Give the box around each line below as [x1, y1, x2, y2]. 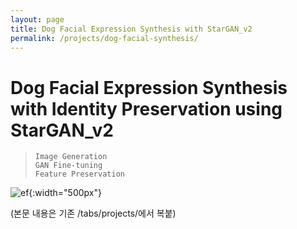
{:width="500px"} [28, 187, 102, 199]
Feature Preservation [34, 169, 125, 180]
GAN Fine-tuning [34, 161, 103, 171]
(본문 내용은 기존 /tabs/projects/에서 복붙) [10, 207, 177, 220]
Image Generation [34, 152, 108, 162]
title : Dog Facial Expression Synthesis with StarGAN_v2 [10, 24, 253, 34]
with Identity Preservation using [10, 97, 283, 120]
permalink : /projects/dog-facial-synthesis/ [10, 33, 199, 43]
